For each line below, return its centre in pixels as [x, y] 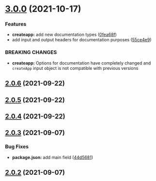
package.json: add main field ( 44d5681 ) [53, 157]
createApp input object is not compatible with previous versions [75, 68]
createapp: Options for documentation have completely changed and [81, 63]
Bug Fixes [17, 147]
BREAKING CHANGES [31, 52]
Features [16, 24]
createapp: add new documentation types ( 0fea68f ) [64, 34]
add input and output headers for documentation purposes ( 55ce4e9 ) [82, 40]
